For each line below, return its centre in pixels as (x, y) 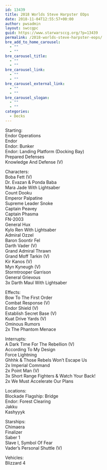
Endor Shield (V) (22, 308)
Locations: (16, 390)
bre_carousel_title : (26, 56)
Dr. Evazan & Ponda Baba (31, 182)
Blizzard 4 (15, 463)
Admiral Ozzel (19, 235)
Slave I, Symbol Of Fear (29, 443)
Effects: (13, 292)
